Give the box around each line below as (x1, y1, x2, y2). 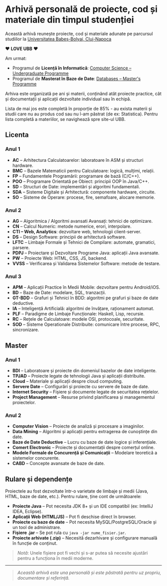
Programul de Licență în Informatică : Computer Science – (12, 65, 132, 71)
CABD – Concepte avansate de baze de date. (12, 461, 105, 467)
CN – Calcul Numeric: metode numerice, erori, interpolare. (12, 223, 132, 229)
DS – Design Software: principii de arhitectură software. (12, 234, 127, 240)
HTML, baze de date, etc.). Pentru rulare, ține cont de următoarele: (5, 494, 142, 500)
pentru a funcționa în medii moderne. (17, 556, 93, 562)
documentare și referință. (17, 575, 70, 581)
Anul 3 (5, 273, 21, 280)
